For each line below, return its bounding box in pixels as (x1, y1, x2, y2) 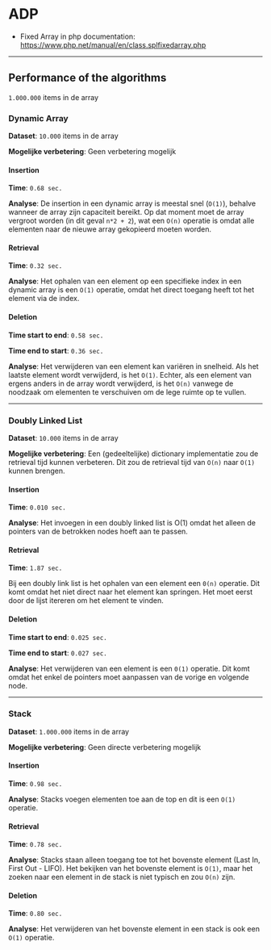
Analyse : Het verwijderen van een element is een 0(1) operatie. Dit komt (8, 663, 250, 673)
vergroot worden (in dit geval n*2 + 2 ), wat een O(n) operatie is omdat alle (8, 216, 255, 226)
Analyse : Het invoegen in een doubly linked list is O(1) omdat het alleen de (8, 518, 256, 528)
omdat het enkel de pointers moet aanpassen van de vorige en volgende (8, 672, 249, 682)
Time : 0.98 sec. (8, 779, 63, 789)
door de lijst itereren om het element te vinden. (8, 596, 164, 605)
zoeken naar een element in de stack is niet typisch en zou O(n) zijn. (8, 873, 236, 882)
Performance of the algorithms (8, 71, 167, 85)
